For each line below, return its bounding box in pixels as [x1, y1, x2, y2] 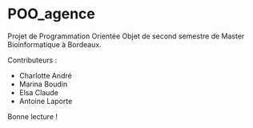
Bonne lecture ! [7, 111, 58, 121]
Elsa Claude [18, 87, 59, 97]
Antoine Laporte [18, 96, 73, 106]
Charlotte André [18, 70, 73, 80]
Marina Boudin [18, 79, 68, 89]
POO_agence [7, 5, 95, 23]
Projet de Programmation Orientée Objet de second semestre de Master [7, 31, 245, 41]
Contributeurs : [7, 55, 58, 65]
